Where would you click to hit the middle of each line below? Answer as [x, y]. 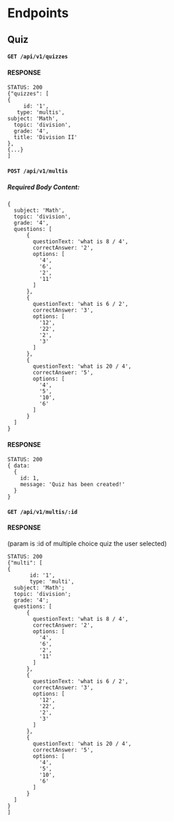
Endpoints [38, 13]
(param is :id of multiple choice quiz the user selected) [87, 543]
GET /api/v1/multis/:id [43, 512]
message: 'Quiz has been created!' [73, 485]
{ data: [19, 466]
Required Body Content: [44, 187]
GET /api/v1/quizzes [38, 57]
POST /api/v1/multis [38, 171]
